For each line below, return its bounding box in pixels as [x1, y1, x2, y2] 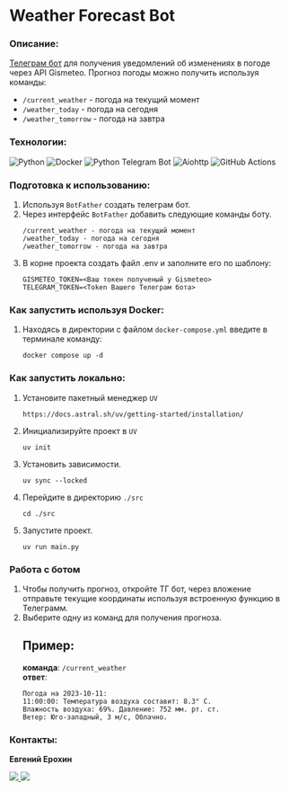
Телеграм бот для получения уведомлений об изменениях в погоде [9, 58, 271, 68]
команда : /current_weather [22, 662, 127, 672]
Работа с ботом [9, 563, 81, 575]
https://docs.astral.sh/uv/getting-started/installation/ [22, 410, 244, 419]
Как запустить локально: [9, 372, 126, 385]
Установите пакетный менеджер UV [22, 392, 159, 403]
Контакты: [9, 733, 58, 746]
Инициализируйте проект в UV [22, 425, 137, 436]
